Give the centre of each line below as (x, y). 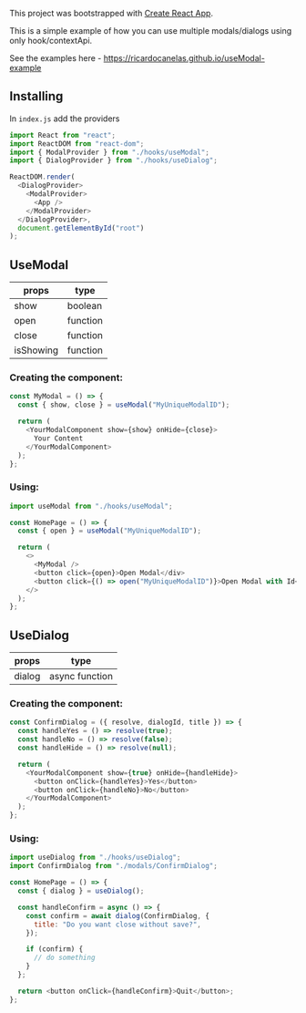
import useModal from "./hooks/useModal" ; (91, 506)
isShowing (36, 350)
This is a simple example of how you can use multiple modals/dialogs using (151, 31)
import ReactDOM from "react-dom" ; (77, 144)
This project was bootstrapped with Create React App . (112, 13)
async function (81, 677)
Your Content (58, 438)
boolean (85, 306)
